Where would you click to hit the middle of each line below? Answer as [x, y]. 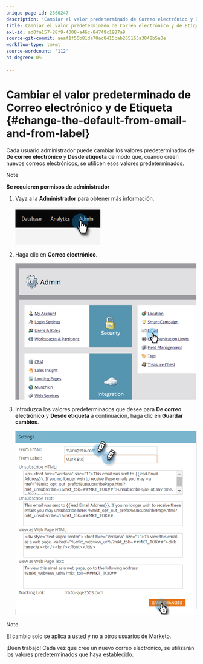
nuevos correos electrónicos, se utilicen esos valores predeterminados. [95, 163]
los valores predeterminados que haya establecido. [70, 654]
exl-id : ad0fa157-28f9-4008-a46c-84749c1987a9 [66, 32]
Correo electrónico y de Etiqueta [89, 108]
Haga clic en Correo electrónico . [56, 254]
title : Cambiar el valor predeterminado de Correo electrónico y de [94, 25]
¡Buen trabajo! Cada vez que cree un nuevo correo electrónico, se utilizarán [100, 648]
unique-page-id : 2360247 [37, 13]
